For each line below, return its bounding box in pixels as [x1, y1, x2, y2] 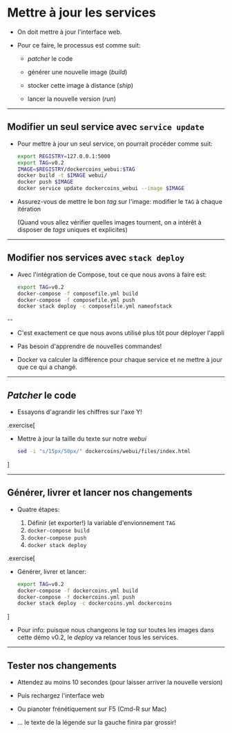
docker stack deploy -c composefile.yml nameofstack [17, 303, 173, 310]
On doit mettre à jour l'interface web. [17, 28, 122, 36]
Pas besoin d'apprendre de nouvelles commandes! [17, 342, 162, 350]
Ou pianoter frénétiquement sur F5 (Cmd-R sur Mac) [17, 705, 167, 713]
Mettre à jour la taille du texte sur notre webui [17, 435, 147, 443]
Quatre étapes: [17, 505, 60, 513]
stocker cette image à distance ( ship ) [27, 81, 133, 89]
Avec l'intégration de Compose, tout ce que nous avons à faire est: [17, 270, 207, 278]
